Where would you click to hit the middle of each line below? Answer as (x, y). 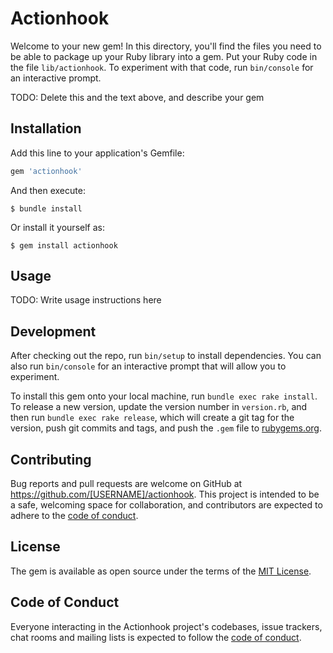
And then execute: (48, 190)
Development (53, 331)
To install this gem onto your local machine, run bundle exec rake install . (164, 396)
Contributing (51, 459)
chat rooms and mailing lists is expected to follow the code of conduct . (156, 637)
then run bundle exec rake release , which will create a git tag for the (152, 418)
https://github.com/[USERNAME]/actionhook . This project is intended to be (165, 494)
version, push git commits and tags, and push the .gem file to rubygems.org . (166, 428)
